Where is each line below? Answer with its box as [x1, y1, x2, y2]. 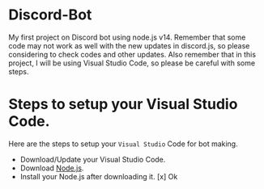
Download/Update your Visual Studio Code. [19, 154, 166, 164]
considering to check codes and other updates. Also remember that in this [8, 49, 257, 59]
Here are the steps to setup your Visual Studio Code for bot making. [8, 139, 238, 149]
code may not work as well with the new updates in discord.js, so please [8, 40, 250, 50]
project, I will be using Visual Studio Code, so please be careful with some [8, 58, 256, 68]
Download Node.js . [19, 163, 84, 173]
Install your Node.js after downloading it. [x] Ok [19, 171, 178, 181]
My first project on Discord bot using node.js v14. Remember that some [8, 32, 246, 42]
